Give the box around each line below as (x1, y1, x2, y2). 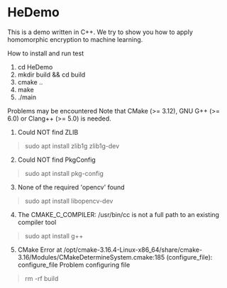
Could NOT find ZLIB (17, 128, 79, 136)
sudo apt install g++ (24, 231, 84, 240)
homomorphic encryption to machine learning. (7, 35, 143, 43)
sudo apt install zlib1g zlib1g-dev (24, 141, 120, 150)
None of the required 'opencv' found (17, 182, 126, 192)
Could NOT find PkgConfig (17, 155, 96, 164)
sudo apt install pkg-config (24, 169, 104, 177)
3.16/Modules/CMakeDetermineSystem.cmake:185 (17, 253, 165, 261)
